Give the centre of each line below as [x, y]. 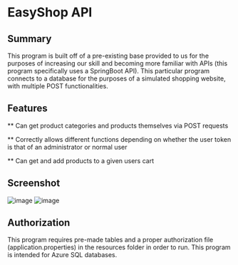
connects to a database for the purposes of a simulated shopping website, [117, 78]
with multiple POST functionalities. [58, 86]
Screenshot [34, 183]
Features [27, 109]
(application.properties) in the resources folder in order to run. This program [119, 247]
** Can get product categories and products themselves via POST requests [118, 125]
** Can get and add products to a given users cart [81, 160]
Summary [30, 39]
